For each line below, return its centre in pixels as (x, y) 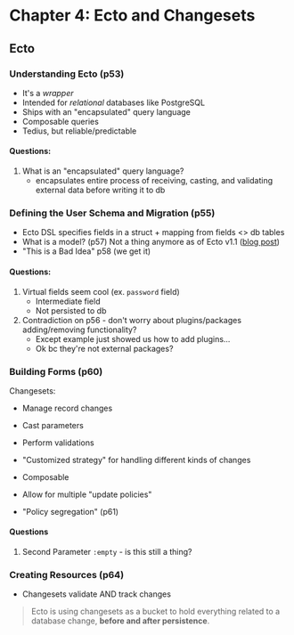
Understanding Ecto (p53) (67, 74)
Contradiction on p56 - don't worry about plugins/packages (132, 320)
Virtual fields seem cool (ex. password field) (101, 291)
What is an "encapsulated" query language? (103, 171)
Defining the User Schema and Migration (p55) (112, 213)
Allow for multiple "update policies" (87, 494)
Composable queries (61, 121)
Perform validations (58, 443)
